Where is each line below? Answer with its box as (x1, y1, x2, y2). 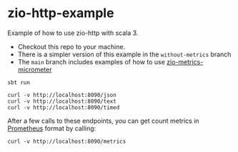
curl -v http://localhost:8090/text (7, 98, 116, 105)
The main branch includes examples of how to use (17, 57, 166, 66)
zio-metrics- (167, 57, 204, 66)
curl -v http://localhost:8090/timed (7, 103, 120, 111)
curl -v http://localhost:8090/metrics (7, 138, 127, 145)
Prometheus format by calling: (7, 123, 96, 133)
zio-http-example (7, 5, 114, 21)
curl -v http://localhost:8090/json (7, 91, 116, 98)
